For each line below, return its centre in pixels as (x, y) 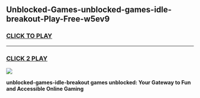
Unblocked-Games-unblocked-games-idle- (89, 10)
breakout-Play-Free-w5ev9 (58, 19)
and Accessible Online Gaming (45, 88)
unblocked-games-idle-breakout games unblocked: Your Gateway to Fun (99, 82)
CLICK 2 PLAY (27, 58)
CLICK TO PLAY (29, 36)
